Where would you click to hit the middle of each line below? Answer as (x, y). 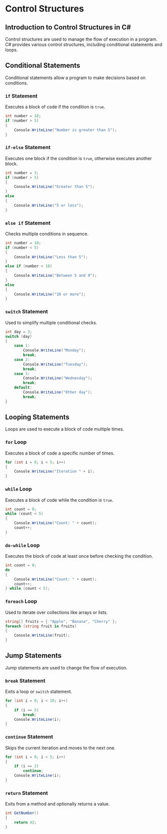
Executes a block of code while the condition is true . (59, 500)
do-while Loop (22, 545)
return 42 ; (25, 822)
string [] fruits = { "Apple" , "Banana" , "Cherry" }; (61, 621)
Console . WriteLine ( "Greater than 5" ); (54, 187)
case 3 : (22, 373)
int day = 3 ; (19, 332)
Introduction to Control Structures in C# (68, 27)
